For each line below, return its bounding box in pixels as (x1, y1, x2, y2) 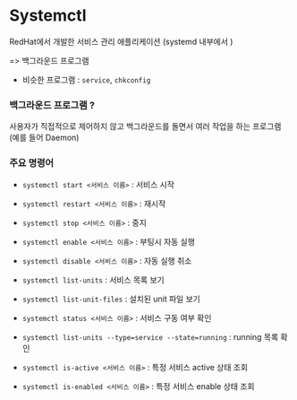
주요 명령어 (9, 157, 55, 170)
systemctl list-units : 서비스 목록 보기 (21, 274, 165, 285)
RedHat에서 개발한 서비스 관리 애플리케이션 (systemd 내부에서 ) (9, 36, 233, 47)
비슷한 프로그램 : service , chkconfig (21, 74, 151, 85)
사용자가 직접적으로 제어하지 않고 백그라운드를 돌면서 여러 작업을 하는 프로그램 (9, 121, 282, 132)
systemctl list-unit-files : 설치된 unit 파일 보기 (21, 293, 201, 304)
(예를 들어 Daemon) (9, 132, 80, 143)
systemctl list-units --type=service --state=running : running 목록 (21, 331, 279, 342)
